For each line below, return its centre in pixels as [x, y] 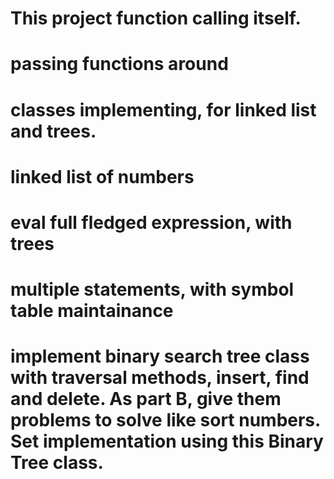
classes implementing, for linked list [163, 109]
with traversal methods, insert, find [160, 378]
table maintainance [92, 311]
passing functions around [119, 64]
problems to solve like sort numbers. [165, 420]
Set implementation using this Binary [167, 441]
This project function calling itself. [156, 18]
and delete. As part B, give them [146, 399]
